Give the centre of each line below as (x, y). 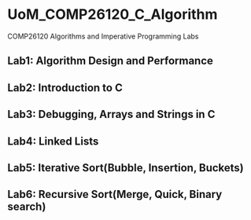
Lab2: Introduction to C (65, 88)
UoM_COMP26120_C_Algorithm (113, 15)
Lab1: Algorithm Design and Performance (111, 61)
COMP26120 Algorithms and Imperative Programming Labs (103, 36)
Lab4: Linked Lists (53, 141)
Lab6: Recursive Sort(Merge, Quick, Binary (115, 194)
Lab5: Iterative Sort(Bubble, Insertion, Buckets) (126, 168)
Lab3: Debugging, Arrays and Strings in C (111, 114)
